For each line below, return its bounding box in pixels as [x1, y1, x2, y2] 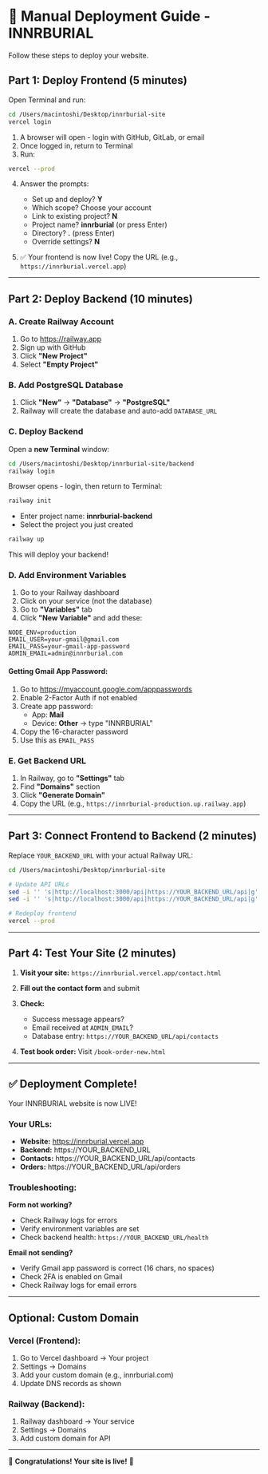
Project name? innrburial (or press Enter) [31, 220, 167, 230]
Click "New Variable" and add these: [19, 613, 143, 623]
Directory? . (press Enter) [31, 228, 116, 238]
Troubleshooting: [8, 1182, 77, 1193]
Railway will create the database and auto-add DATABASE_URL [19, 406, 218, 416]
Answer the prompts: [19, 179, 89, 188]
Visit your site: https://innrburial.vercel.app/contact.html [19, 968, 222, 977]
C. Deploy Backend [8, 426, 84, 438]
